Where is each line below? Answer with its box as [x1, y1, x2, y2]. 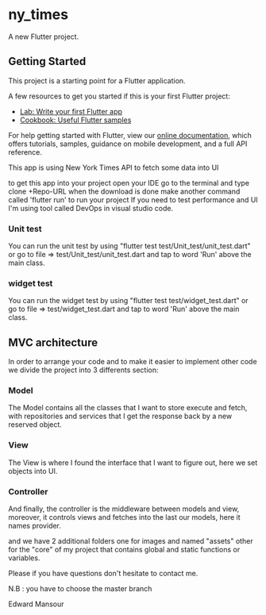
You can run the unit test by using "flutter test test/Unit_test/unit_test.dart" [8, 241, 251, 251]
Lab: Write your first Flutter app [19, 106, 123, 116]
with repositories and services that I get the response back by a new [8, 411, 233, 421]
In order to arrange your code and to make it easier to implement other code [8, 357, 257, 367]
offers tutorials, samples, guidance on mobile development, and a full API [8, 139, 248, 148]
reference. [8, 147, 42, 156]
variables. [8, 553, 40, 563]
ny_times [8, 6, 69, 24]
